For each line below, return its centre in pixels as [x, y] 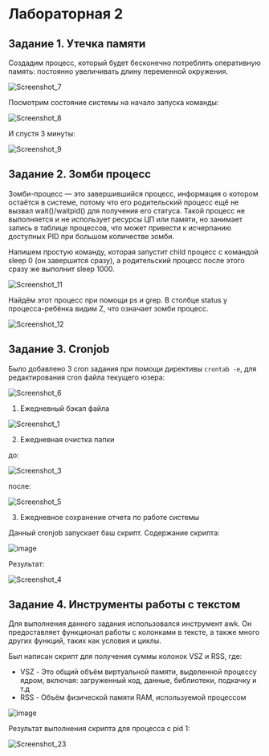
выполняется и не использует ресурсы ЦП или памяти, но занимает [126, 219]
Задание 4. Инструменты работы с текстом [124, 605]
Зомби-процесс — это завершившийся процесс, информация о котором [133, 193]
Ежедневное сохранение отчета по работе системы [109, 517]
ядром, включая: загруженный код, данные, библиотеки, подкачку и [138, 681]
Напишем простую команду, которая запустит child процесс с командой [133, 252]
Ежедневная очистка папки [67, 439]
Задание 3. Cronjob [59, 350]
